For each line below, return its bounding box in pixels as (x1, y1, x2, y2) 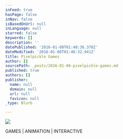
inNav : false (5, 17, 33, 22)
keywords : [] (5, 36, 33, 41)
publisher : (5, 77, 28, 82)
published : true (5, 68, 39, 73)
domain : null (10, 86, 37, 92)
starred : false (5, 31, 37, 36)
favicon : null (10, 96, 39, 101)
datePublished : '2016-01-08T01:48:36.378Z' (5, 45, 98, 50)
